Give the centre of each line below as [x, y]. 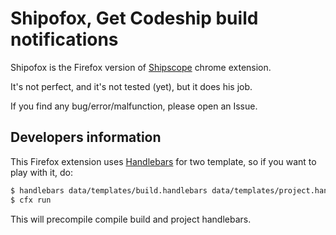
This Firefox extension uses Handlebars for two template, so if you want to [163, 161]
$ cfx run [31, 200]
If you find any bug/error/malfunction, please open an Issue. [134, 106]
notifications [64, 39]
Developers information [86, 137]
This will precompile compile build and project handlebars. [131, 219]
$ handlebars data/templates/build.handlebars [109, 190]
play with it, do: [42, 172]
